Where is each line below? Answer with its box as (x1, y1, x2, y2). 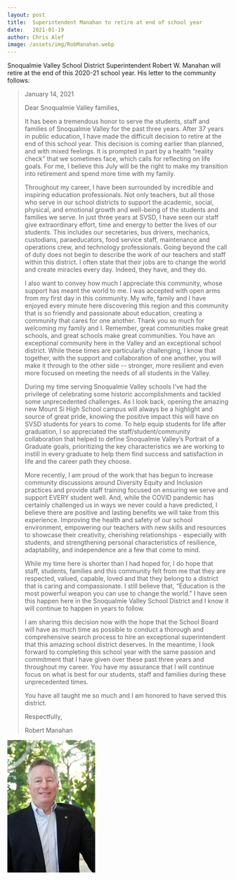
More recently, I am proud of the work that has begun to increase (24, 471, 214, 479)
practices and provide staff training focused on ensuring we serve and (24, 486, 229, 494)
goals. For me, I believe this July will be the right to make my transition (24, 162, 228, 170)
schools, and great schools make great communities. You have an (24, 332, 216, 340)
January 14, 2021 (24, 90, 74, 99)
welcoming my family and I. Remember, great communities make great (24, 324, 228, 332)
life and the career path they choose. (24, 458, 132, 466)
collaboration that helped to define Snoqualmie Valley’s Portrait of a (24, 435, 220, 444)
